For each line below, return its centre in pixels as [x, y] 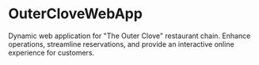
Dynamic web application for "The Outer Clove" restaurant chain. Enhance [129, 36]
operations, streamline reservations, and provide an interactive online [122, 44]
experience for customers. [51, 52]
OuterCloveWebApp [75, 14]
